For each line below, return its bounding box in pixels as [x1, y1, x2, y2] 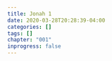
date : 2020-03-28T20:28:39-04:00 [7, 17, 106, 24]
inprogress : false [7, 43, 61, 50]
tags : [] [7, 29, 33, 37]
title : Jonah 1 [7, 10, 52, 18]
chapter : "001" [7, 36, 52, 43]
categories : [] [7, 23, 52, 30]
